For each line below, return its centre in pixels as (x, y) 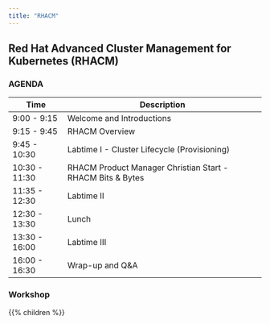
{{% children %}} (37, 312)
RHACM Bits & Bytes (106, 178)
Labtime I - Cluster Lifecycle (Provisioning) (149, 150)
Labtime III (87, 243)
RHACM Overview (101, 131)
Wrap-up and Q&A (102, 265)
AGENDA (26, 84)
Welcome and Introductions (119, 118)
